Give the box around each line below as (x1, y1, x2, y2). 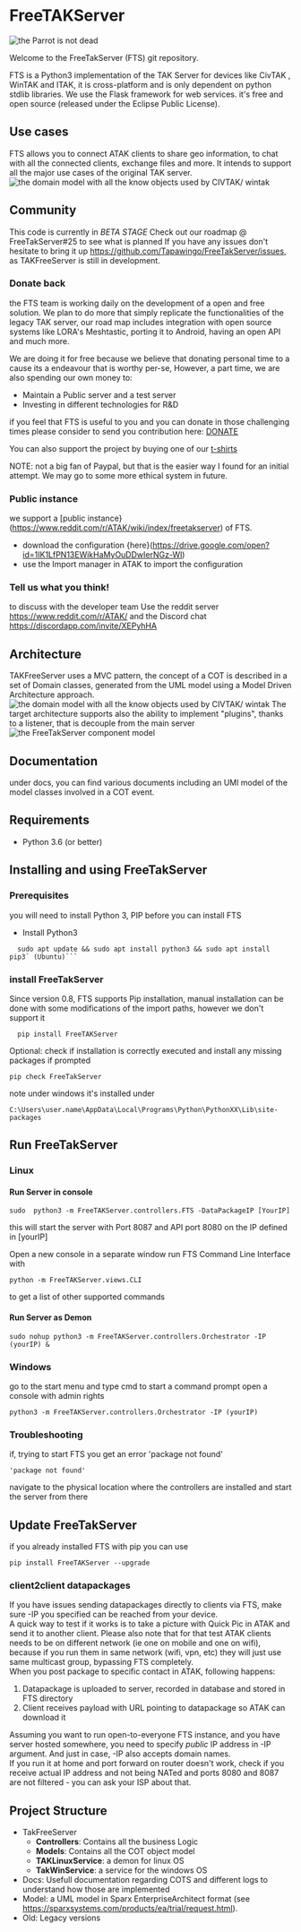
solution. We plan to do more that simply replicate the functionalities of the (9, 306, 284, 318)
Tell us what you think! (9, 582, 110, 594)
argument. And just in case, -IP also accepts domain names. (9, 1748, 231, 1759)
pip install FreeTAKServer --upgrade (9, 1558, 150, 1567)
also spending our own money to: (9, 372, 133, 383)
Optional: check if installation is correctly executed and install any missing (9, 1045, 282, 1056)
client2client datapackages (9, 1579, 132, 1591)
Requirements (9, 813, 90, 828)
